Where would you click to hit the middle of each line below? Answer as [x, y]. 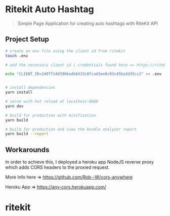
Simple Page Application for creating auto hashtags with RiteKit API [88, 23]
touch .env [17, 56]
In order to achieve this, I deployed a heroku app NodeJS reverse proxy [80, 162]
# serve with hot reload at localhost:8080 [52, 101]
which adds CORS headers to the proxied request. [57, 167]
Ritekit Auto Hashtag [50, 9]
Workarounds [27, 150]
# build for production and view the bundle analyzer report [71, 129]
